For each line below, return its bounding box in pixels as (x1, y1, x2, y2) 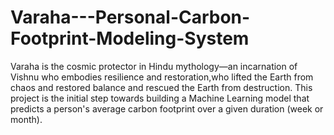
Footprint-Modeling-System (10, 27, 250, 50)
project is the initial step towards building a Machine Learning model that (10, 92, 310, 104)
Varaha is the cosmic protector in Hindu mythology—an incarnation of (10, 60, 298, 72)
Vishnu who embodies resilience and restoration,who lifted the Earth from (10, 71, 314, 83)
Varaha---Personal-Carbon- (10, 6, 251, 29)
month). (10, 113, 43, 125)
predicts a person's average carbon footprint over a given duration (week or (10, 102, 324, 115)
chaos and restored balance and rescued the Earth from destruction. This (10, 81, 313, 93)
